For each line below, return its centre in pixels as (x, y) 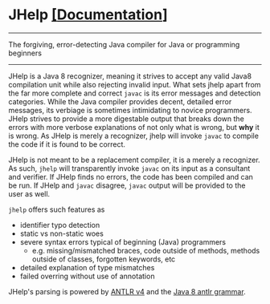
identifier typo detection (60, 225)
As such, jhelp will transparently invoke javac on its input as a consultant (129, 168)
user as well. (29, 193)
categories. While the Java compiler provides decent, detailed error (120, 101)
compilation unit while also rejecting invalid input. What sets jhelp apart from (135, 84)
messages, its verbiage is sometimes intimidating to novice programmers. (130, 110)
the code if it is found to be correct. (67, 144)
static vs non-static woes (62, 233)
